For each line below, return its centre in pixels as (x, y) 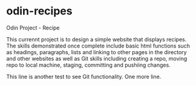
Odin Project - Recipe (33, 28)
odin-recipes (39, 11)
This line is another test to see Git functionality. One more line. (84, 76)
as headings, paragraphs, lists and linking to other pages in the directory (96, 52)
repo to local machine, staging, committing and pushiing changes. (88, 65)
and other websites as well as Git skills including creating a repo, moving (97, 58)
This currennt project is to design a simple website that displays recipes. (96, 39)
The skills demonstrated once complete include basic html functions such (98, 46)
